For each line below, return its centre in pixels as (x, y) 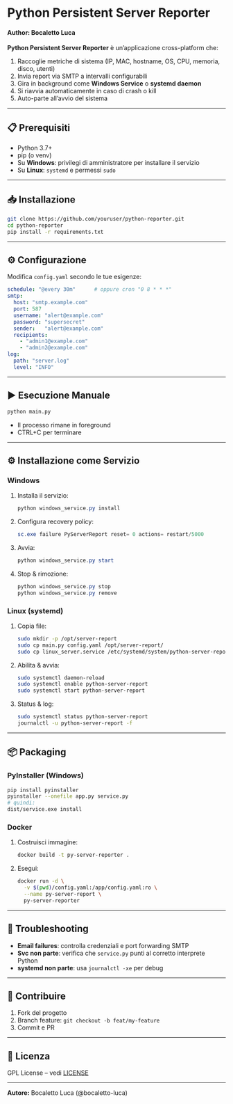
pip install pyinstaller (43, 790)
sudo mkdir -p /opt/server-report (67, 638)
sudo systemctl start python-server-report (81, 691)
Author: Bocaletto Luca (41, 32)
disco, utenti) (36, 69)
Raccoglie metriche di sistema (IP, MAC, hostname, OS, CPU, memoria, (119, 61)
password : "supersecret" (49, 322)
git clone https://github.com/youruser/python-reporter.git (96, 219)
